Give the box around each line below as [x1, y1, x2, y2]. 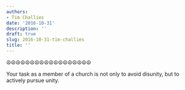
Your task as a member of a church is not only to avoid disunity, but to [6, 70, 180, 77]
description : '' [6, 25, 47, 32]
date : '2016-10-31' [6, 20, 55, 26]
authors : [6, 8, 28, 15]
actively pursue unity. [6, 76, 59, 84]
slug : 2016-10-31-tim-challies [6, 37, 85, 43]
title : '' [6, 43, 31, 49]
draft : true [6, 31, 36, 37]
